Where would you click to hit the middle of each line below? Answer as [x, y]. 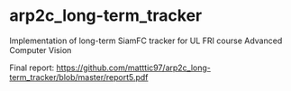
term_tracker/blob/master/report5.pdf [79, 77]
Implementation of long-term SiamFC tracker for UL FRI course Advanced [146, 41]
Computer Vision [41, 50]
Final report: [32, 68]
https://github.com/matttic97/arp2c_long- [134, 68]
